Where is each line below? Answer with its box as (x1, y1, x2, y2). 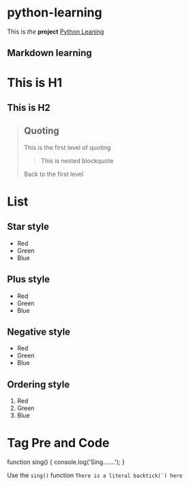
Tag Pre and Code (7, 435, 110, 451)
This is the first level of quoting (23, 143, 111, 151)
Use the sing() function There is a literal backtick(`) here (7, 471, 183, 480)
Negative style (7, 326, 70, 337)
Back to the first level (23, 170, 84, 178)
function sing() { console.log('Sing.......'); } (7, 458, 125, 466)
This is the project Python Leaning (7, 27, 104, 36)
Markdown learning (7, 47, 92, 59)
